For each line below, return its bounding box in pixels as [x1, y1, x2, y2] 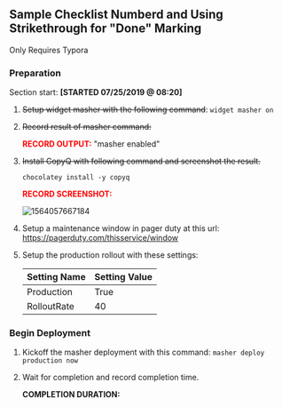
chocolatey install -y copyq [21, 173, 130, 182]
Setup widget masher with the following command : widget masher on [21, 104, 274, 115]
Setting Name [26, 271, 86, 283]
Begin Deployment [9, 327, 91, 339]
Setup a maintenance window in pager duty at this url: [21, 223, 220, 234]
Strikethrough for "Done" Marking [9, 21, 202, 36]
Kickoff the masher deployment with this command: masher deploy [21, 347, 265, 358]
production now [21, 356, 79, 365]
